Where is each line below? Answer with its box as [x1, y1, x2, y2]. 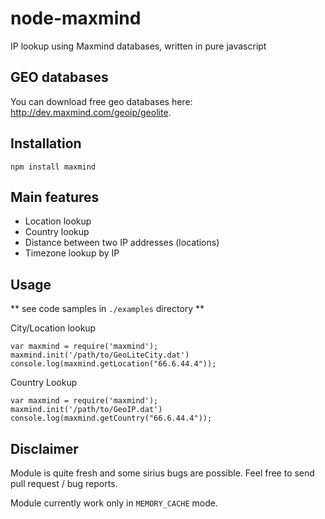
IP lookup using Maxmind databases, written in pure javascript [10, 40, 267, 52]
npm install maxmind [10, 162, 97, 172]
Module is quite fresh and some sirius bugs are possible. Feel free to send [10, 467, 315, 479]
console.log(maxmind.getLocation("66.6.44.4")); [10, 359, 217, 369]
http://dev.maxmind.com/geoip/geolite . [10, 106, 172, 118]
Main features [10, 188, 100, 206]
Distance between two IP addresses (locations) [24, 237, 220, 249]
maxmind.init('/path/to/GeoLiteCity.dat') [10, 350, 190, 361]
